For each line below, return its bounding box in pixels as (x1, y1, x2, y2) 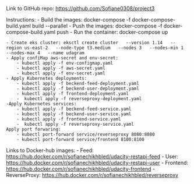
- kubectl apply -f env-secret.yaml (16, 70, 106, 76)
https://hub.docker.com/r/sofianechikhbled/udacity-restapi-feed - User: (6, 153, 179, 160)
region (6, 45, 22, 51)
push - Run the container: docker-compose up (57, 29, 168, 36)
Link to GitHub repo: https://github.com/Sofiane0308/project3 (6, 5, 155, 12)
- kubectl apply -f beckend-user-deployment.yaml (16, 86, 140, 91)
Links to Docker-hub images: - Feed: (6, 147, 94, 154)
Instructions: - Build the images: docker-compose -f (6, 16, 131, 23)
